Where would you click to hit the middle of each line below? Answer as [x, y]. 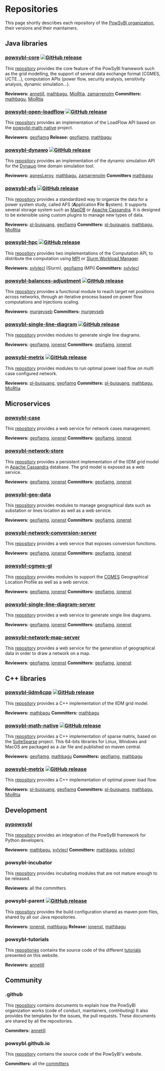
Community [24, 980]
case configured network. [31, 373]
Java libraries [26, 44]
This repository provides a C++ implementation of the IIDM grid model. [77, 703]
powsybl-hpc [21, 242]
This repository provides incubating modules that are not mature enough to [81, 873]
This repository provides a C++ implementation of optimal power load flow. [81, 780]
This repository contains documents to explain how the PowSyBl [70, 1005]
